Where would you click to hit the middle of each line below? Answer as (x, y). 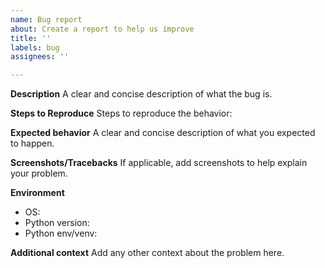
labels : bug (35, 47)
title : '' (31, 38)
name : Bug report (46, 19)
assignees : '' (40, 57)
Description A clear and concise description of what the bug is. (141, 94)
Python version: (57, 223)
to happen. (32, 143)
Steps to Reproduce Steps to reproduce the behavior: (121, 113)
